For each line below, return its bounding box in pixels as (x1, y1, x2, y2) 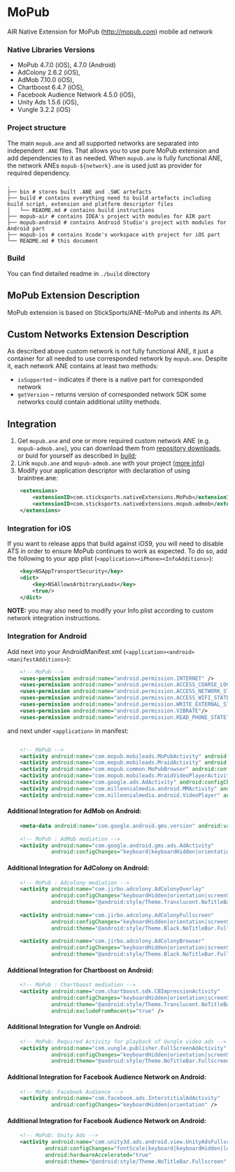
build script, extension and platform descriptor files (7, 200, 173, 207)
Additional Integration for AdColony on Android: (7, 863, 150, 872)
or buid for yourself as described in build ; (17, 452, 137, 460)
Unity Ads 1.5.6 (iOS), (17, 98, 79, 106)
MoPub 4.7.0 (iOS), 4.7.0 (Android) (17, 61, 116, 69)
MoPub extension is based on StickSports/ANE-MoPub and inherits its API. (7, 308, 223, 316)
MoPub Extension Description (7, 290, 140, 302)
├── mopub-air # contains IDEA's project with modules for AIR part (7, 213, 211, 220)
